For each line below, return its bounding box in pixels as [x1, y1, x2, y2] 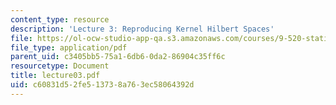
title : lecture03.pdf [10, 71, 101, 81]
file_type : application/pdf [10, 42, 128, 53]
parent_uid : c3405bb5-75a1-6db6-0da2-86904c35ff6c [10, 52, 226, 62]
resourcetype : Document [10, 61, 110, 71]
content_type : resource [10, 14, 110, 25]
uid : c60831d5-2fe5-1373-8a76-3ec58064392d [10, 80, 195, 90]
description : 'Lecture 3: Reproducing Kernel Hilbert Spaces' [10, 24, 275, 34]
